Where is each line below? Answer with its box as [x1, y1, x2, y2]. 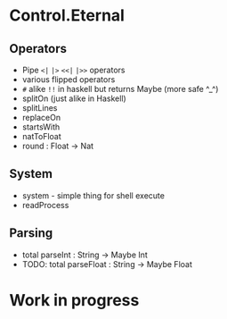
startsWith [21, 122, 61, 132]
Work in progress [9, 290, 140, 310]
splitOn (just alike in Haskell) [21, 93, 126, 104]
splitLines [21, 103, 58, 113]
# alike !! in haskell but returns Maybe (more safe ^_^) [21, 84, 219, 94]
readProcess [21, 199, 69, 210]
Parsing [9, 225, 53, 241]
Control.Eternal [9, 5, 125, 26]
